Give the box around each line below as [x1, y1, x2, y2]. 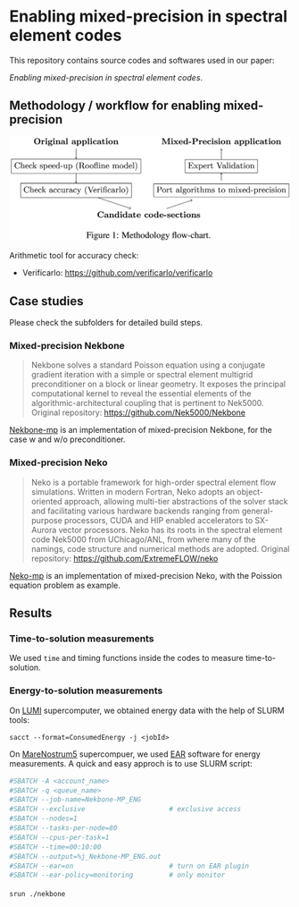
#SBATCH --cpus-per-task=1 [9, 833, 110, 842]
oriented [30, 496, 62, 506]
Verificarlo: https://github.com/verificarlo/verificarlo [21, 267, 213, 278]
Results [9, 606, 53, 621]
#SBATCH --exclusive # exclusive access [9, 805, 242, 814]
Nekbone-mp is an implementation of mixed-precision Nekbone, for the [9, 425, 272, 436]
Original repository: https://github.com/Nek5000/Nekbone [30, 407, 245, 418]
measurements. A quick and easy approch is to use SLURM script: [9, 758, 253, 768]
